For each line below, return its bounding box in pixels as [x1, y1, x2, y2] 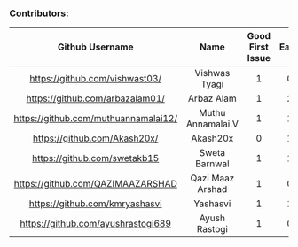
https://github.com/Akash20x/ [32, 132, 159, 144]
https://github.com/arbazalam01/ [26, 92, 166, 104]
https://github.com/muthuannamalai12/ [13, 112, 178, 125]
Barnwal [194, 158, 230, 170]
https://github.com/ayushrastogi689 [20, 218, 171, 230]
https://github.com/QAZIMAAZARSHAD [13, 178, 177, 190]
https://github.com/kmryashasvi [28, 197, 162, 210]
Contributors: [9, 7, 69, 19]
